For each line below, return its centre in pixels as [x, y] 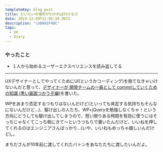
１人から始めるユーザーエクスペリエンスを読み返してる [67, 66]
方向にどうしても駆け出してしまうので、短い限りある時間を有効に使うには [79, 116]
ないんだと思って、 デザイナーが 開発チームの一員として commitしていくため [81, 87]
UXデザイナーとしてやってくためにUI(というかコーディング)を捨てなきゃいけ [81, 81]
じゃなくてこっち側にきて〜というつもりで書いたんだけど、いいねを [81, 122]
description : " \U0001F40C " [32, 23]
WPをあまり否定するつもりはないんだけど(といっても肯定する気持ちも [75, 104]
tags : [10, 28]
